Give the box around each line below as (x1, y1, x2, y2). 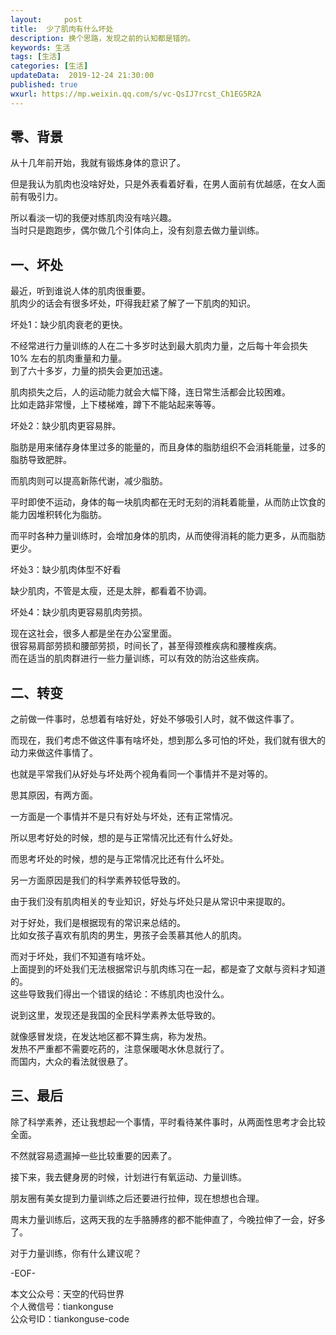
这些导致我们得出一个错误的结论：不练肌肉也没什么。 (10, 988, 230, 1000)
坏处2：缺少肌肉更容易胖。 (10, 420, 122, 432)
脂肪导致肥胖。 (10, 454, 72, 466)
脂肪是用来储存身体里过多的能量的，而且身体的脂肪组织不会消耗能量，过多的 (10, 441, 326, 453)
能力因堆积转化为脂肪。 (10, 509, 107, 521)
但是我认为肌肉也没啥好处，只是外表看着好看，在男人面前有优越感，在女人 (10, 178, 317, 190)
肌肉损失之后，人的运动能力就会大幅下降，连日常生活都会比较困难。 (10, 386, 291, 398)
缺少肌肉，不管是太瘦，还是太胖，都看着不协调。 (10, 585, 212, 597)
